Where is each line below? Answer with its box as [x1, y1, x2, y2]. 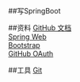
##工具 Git [8, 65, 43, 75]
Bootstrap [8, 41, 41, 49]
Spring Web [8, 32, 47, 41]
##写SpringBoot [8, 6, 61, 15]
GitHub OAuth [8, 49, 54, 58]
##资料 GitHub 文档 [8, 23, 72, 33]
